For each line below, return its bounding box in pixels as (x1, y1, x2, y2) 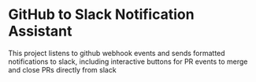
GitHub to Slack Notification (8, 6, 195, 24)
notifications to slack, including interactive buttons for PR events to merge (8, 57, 248, 66)
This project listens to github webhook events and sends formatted (8, 48, 226, 58)
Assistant (8, 22, 72, 40)
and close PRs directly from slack (8, 65, 117, 74)
